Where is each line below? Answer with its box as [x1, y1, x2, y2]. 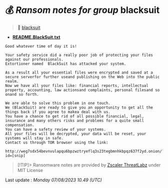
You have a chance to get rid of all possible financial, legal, [5, 113, 144, 118]
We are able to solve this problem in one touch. [5, 100, 111, 105]
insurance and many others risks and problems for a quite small [5, 118, 144, 123]
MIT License [17, 167, 43, 173]
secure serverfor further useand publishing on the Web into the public [5, 74, 160, 79]
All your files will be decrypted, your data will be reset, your [5, 131, 146, 136]
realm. [5, 78, 19, 83]
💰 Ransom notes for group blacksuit [5, 4, 160, 16]
